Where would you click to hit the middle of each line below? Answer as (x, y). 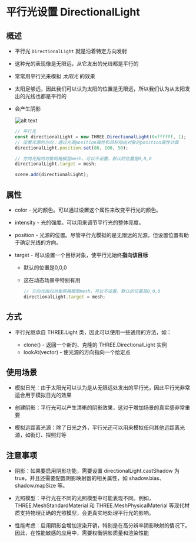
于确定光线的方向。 (38, 242)
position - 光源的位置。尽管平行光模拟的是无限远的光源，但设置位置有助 (102, 235)
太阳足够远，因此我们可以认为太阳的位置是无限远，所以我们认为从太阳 (100, 89)
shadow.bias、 (147, 478)
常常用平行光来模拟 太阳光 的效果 (55, 76)
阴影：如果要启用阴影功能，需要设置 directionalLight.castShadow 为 (97, 471)
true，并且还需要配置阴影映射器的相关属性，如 (71, 478)
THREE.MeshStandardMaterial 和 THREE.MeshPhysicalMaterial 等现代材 (102, 505)
